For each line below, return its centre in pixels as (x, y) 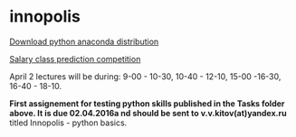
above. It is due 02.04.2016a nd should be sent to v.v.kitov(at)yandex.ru (148, 113)
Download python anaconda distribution (84, 41)
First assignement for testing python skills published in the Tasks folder (147, 103)
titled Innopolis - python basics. (68, 123)
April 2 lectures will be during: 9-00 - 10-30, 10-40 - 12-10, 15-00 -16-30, (145, 76)
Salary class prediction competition (75, 59)
